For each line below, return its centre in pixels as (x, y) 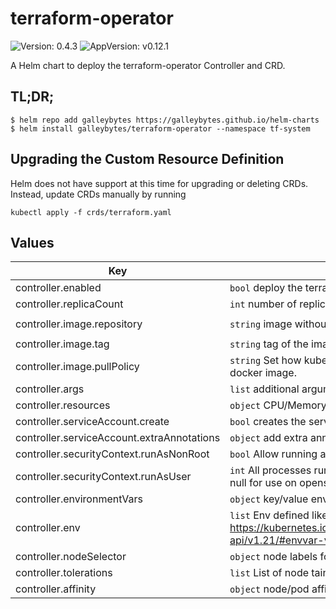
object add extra (268, 438)
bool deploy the (266, 288)
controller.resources (63, 405)
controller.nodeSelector (71, 557)
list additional (264, 389)
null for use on (263, 483)
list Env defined (269, 515)
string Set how (265, 360)
